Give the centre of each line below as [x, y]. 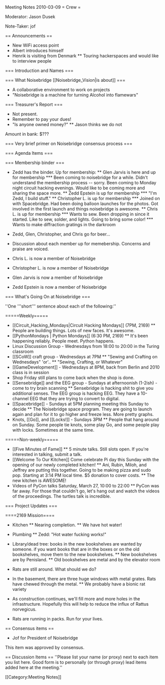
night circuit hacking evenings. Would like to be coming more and [79, 188]
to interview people [32, 61]
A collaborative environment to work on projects [61, 90]
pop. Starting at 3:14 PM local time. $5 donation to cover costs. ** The [83, 475]
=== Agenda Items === [29, 153]
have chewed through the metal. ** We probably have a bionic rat [79, 584]
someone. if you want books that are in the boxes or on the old [76, 549]
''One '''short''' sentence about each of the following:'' [61, 306]
